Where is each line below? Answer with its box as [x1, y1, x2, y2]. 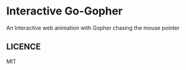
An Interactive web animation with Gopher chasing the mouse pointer [6, 24, 180, 31]
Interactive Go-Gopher [6, 4, 123, 18]
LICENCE [6, 42, 41, 52]
